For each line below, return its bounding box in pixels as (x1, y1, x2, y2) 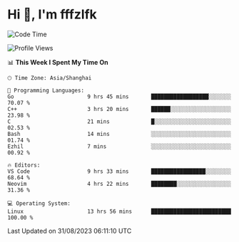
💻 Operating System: (7, 199, 71, 207)
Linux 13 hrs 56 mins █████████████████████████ (7, 208, 232, 215)
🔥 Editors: (7, 162, 41, 169)
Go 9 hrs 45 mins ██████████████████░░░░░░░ (7, 93, 232, 100)
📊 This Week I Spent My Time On (7, 58, 108, 66)
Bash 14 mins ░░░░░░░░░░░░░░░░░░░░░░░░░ (7, 130, 232, 137)
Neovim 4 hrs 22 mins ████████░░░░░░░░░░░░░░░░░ (7, 180, 232, 187)
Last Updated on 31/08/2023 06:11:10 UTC (7, 226, 132, 235)
